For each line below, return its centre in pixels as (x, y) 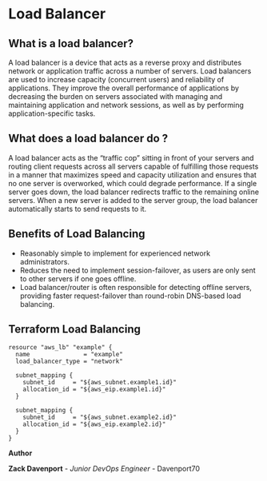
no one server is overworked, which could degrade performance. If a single (133, 183)
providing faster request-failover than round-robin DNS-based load (130, 296)
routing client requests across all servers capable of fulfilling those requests (133, 166)
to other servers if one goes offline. (78, 278)
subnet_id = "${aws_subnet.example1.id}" (100, 383)
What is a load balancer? (71, 44)
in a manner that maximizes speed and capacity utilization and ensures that (133, 175)
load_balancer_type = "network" (70, 362)
